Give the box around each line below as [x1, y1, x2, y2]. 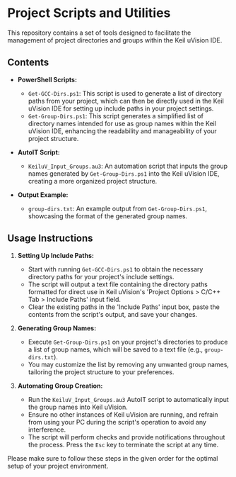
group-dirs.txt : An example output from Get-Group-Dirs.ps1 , [28, 204, 207, 213]
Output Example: [17, 190, 69, 199]
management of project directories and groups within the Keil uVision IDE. [7, 35, 223, 44]
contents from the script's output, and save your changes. [28, 310, 198, 318]
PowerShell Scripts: [17, 75, 78, 84]
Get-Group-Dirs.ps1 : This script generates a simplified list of [28, 111, 203, 120]
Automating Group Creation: [17, 381, 103, 390]
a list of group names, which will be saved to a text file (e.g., [28, 345, 203, 354]
